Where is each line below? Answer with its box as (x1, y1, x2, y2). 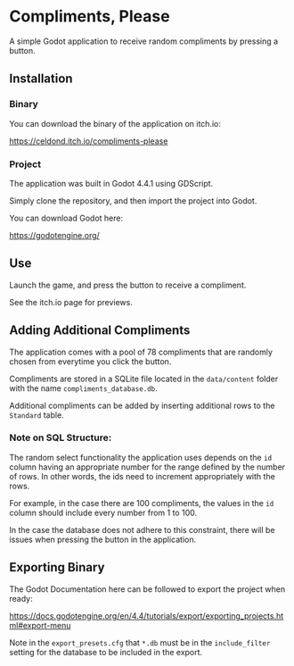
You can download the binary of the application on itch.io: (9, 118, 221, 129)
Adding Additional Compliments (9, 323, 191, 338)
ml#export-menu (9, 620, 71, 630)
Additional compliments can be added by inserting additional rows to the (9, 400, 275, 411)
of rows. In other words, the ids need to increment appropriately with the (9, 470, 276, 481)
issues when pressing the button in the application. (9, 534, 197, 545)
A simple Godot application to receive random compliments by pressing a (9, 36, 279, 46)
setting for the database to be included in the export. (9, 646, 203, 657)
